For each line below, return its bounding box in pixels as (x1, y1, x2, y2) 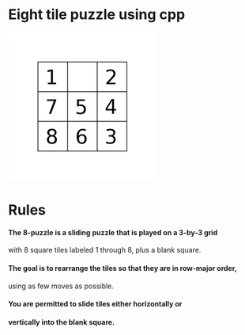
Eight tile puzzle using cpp (8, 6, 186, 24)
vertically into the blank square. (8, 317, 115, 326)
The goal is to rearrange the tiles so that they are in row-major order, (8, 263, 237, 272)
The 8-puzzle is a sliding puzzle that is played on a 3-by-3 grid (8, 227, 218, 237)
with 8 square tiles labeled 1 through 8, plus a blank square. (8, 246, 202, 255)
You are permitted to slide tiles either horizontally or (8, 299, 183, 309)
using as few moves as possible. (8, 281, 115, 291)
